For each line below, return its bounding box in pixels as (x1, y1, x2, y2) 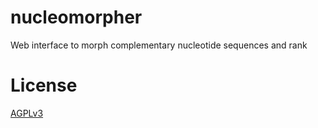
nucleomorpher (10, 6, 143, 29)
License (10, 74, 78, 97)
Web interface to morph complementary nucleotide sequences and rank (10, 39, 308, 51)
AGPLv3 (10, 107, 44, 119)
